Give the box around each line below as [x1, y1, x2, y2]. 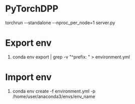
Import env [5, 71, 52, 83]
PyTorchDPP [5, 3, 59, 15]
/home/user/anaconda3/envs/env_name [12, 93, 95, 99]
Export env [5, 37, 52, 49]
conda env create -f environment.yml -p [12, 88, 96, 94]
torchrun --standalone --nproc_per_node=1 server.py [5, 20, 115, 26]
